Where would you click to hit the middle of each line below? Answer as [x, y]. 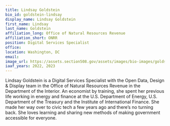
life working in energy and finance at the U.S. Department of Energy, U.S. [81, 97]
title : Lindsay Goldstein [32, 10]
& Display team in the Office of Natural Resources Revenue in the [73, 86]
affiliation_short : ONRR [31, 38]
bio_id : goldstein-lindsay [34, 15]
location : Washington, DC [32, 52]
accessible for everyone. [31, 118]
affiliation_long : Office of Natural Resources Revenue [65, 33]
